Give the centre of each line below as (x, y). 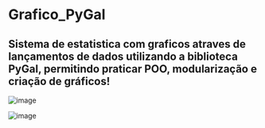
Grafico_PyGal (57, 15)
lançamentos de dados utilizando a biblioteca (123, 56)
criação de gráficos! (59, 81)
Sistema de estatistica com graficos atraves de (127, 44)
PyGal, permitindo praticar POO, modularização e (132, 69)
